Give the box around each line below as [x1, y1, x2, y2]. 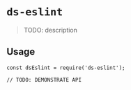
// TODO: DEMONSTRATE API [6, 76, 82, 83]
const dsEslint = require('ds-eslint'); [6, 64, 126, 71]
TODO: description [23, 26, 78, 34]
